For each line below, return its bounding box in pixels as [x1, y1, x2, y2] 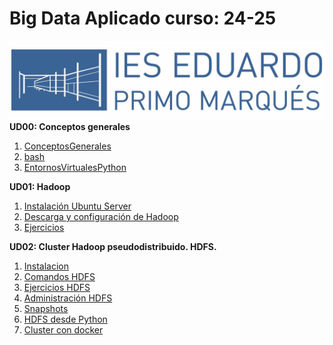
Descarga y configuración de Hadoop [23, 210, 179, 222]
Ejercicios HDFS [23, 281, 91, 293]
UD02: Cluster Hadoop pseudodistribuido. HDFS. [9, 240, 217, 252]
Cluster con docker [23, 323, 104, 336]
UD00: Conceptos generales [9, 120, 131, 132]
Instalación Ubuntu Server [23, 200, 132, 212]
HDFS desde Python [23, 313, 108, 325]
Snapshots [23, 302, 69, 314]
